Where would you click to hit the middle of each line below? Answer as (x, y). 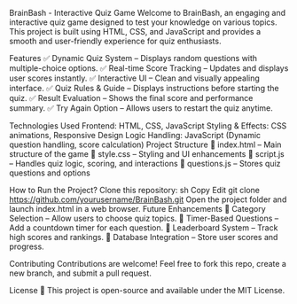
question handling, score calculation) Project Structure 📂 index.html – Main (145, 144)
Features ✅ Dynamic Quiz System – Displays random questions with (133, 58)
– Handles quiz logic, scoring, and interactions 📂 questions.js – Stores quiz (145, 164)
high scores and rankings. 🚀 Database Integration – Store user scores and (144, 237)
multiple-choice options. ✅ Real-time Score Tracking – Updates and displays (149, 68)
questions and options (50, 173)
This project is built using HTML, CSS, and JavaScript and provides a (135, 31)
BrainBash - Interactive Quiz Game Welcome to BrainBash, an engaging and (148, 13)
